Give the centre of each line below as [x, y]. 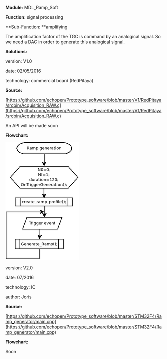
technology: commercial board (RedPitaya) [49, 80]
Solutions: [16, 51]
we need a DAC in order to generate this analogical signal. [65, 42]
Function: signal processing [34, 17]
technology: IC [20, 287]
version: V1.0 [19, 61]
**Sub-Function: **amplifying [36, 27]
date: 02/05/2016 [23, 71]
